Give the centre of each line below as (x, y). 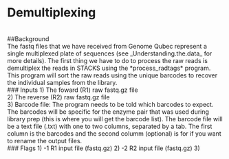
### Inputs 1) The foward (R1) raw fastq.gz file (73, 90)
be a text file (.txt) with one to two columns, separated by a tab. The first (110, 126)
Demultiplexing (52, 13)
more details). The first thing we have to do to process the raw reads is (108, 60)
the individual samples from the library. (62, 82)
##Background (28, 38)
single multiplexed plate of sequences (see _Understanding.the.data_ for (110, 53)
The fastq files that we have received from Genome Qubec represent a (107, 46)
